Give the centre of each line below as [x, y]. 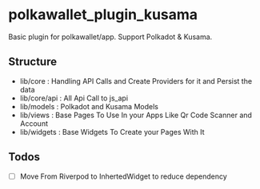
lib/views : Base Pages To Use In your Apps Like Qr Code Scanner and [136, 115]
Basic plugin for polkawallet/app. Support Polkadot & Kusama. [110, 37]
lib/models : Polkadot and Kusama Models [89, 106]
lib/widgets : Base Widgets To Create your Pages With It [112, 132]
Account [34, 123]
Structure [33, 62]
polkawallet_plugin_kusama [103, 15]
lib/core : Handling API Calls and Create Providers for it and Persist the [136, 81]
